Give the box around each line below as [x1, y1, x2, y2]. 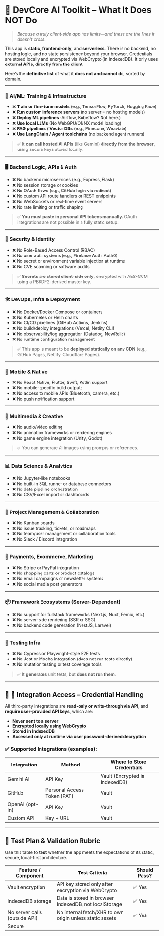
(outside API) [7, 915, 38, 922]
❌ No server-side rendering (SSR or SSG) [12, 617, 96, 622]
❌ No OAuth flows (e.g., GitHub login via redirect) [12, 188, 112, 193]
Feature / [19, 867, 41, 873]
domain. [5, 76, 21, 82]
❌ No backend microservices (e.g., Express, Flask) [12, 176, 115, 182]
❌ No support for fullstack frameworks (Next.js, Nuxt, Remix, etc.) [12, 611, 145, 617]
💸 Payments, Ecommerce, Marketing [5, 553, 93, 560]
